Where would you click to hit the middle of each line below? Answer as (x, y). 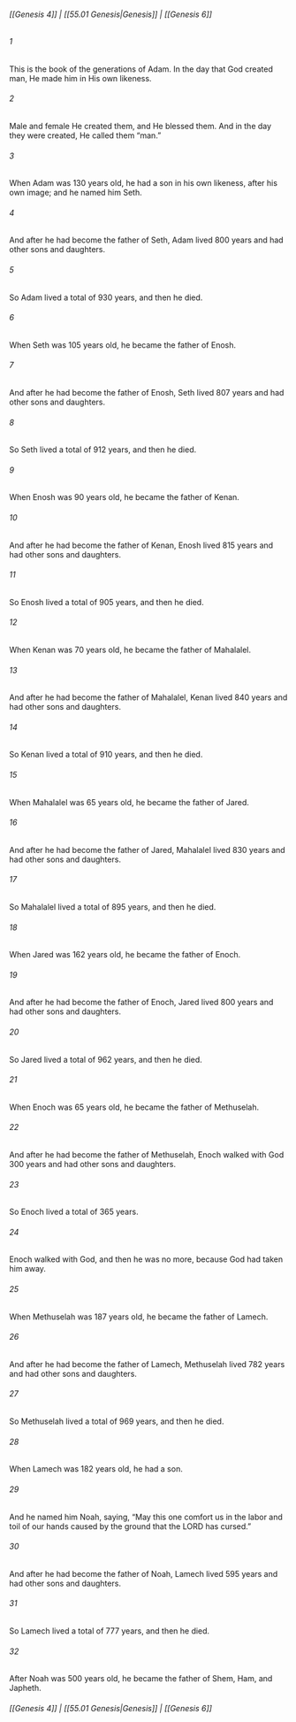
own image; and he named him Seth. (76, 193)
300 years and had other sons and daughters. (93, 1165)
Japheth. (25, 1688)
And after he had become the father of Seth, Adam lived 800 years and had (147, 240)
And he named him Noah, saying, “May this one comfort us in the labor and (146, 1517)
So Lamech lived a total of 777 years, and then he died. (110, 1631)
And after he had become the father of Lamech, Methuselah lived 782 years (147, 1364)
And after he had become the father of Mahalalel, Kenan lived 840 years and (148, 697)
